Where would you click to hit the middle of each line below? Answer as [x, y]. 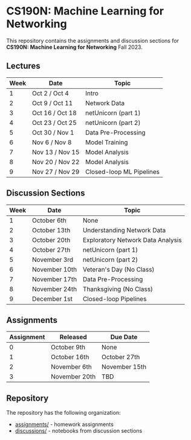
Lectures [23, 66]
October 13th [51, 230]
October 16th [70, 357]
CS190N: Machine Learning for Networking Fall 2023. [75, 47]
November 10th [55, 269]
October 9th [68, 347]
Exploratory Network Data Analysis [132, 240]
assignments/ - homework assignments [64, 424]
